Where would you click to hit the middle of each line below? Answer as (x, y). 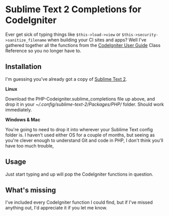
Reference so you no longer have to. (43, 51)
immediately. (19, 110)
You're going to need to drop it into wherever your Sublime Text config (79, 129)
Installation (23, 67)
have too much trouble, (30, 146)
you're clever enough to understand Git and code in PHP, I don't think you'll (84, 140)
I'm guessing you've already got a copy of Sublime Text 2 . (66, 79)
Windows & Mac (23, 119)
